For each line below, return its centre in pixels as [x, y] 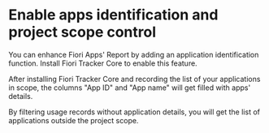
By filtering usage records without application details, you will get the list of [134, 112]
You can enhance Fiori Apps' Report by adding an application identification [134, 54]
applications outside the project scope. [74, 120]
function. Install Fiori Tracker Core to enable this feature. [103, 63]
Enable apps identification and [113, 15]
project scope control [82, 32]
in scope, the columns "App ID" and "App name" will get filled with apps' [130, 88]
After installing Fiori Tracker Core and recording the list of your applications [134, 79]
